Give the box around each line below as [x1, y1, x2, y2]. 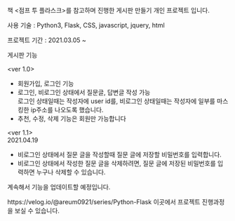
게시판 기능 [7, 51, 38, 59]
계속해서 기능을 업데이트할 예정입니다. [7, 183, 111, 191]
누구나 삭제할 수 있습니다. [36, 168, 106, 176]
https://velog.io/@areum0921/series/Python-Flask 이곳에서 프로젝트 [7, 198, 201, 206]
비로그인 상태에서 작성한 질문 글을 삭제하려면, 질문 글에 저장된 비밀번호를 [17, 159, 216, 167]
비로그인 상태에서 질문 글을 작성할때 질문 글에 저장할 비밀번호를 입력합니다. [17, 150, 222, 159]
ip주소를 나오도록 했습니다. [30, 106, 104, 114]
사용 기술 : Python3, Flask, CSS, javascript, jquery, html [7, 21, 165, 29]
